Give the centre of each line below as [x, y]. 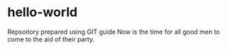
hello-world [43, 12]
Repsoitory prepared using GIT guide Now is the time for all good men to [114, 32]
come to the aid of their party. [51, 39]
